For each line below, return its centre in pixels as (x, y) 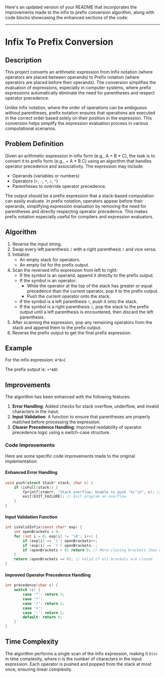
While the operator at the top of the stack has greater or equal (90, 286)
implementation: (21, 461)
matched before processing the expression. (56, 422)
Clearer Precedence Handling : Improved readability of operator (77, 427)
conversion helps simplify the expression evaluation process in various (77, 123)
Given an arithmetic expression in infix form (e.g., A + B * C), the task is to (80, 156)
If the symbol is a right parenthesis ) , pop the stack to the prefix (84, 306)
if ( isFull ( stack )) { (36, 487)
